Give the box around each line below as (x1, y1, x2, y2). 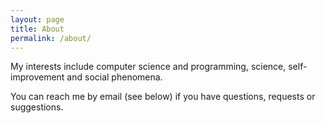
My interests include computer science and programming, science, (10, 61, 287, 73)
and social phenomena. (66, 71, 163, 83)
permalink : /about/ (10, 33, 92, 43)
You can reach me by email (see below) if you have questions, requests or (10, 91, 316, 103)
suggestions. (10, 101, 64, 113)
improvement (10, 71, 65, 83)
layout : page (10, 14, 65, 25)
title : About (10, 24, 65, 34)
